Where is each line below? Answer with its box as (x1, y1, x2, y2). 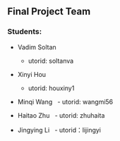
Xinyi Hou (17, 70, 47, 78)
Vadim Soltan (17, 42, 56, 51)
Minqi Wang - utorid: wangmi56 (17, 97, 114, 106)
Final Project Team (7, 6, 91, 18)
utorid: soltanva (28, 56, 74, 65)
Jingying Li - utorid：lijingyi (17, 125, 101, 134)
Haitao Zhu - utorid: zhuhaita (17, 111, 105, 119)
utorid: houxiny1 (28, 84, 75, 92)
